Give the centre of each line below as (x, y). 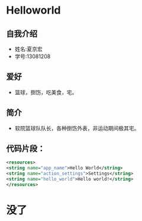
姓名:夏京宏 (28, 49)
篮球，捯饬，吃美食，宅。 (46, 92)
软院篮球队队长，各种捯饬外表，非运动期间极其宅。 (77, 128)
